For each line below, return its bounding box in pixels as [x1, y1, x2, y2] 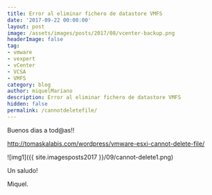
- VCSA [7, 68, 26, 75]
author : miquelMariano [7, 87, 73, 94]
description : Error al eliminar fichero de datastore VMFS [7, 94, 182, 101]
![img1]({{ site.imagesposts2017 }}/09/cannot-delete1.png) [7, 153, 174, 161]
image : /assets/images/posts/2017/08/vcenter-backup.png [7, 29, 175, 37]
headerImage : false [7, 36, 64, 43]
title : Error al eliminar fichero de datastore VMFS [7, 10, 163, 17]
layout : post [7, 23, 45, 30]
